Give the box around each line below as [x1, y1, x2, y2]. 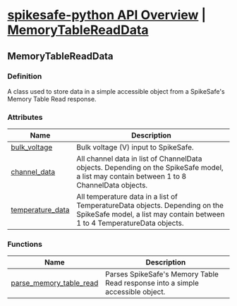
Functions [7, 240, 42, 250]
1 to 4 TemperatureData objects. [76, 219, 185, 228]
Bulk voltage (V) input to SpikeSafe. [76, 142, 194, 152]
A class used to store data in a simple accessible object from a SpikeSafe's [7, 87, 225, 95]
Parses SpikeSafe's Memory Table [104, 269, 219, 279]
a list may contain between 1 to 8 [76, 171, 187, 181]
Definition [7, 71, 42, 81]
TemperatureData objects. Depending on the [76, 201, 224, 211]
